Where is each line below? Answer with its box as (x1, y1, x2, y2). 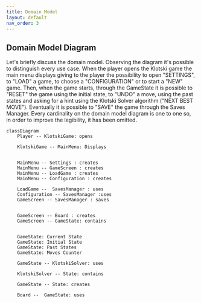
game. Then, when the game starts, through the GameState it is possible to (6, 84, 193, 91)
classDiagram (6, 128, 39, 134)
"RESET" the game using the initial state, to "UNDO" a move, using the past (6, 91, 193, 98)
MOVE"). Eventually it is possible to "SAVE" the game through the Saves (6, 103, 185, 111)
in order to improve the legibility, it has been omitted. (6, 116, 138, 124)
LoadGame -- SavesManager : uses (17, 186, 104, 192)
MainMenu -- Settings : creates (17, 160, 98, 166)
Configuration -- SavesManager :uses (17, 192, 112, 198)
